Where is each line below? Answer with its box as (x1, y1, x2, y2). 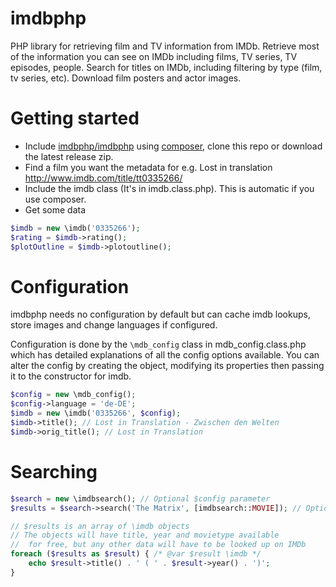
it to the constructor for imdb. (10, 370, 132, 382)
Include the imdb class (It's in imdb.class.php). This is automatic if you (24, 182, 315, 194)
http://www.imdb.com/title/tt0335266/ (24, 172, 183, 184)
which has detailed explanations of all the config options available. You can (10, 349, 320, 361)
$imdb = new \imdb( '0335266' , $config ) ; (10, 408, 182, 419)
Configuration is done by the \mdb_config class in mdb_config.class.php (10, 338, 307, 351)
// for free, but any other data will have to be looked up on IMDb (10, 540, 307, 550)
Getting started (10, 107, 140, 130)
